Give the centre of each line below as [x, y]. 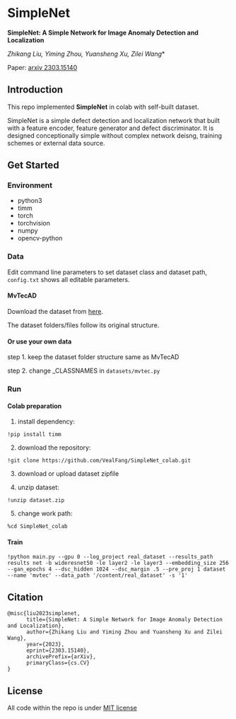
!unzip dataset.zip [36, 501]
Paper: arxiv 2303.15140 [42, 67]
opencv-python [40, 238]
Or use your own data [40, 341]
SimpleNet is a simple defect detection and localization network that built [114, 120]
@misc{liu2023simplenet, [44, 614]
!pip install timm [34, 435]
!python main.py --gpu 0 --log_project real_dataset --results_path [110, 557]
